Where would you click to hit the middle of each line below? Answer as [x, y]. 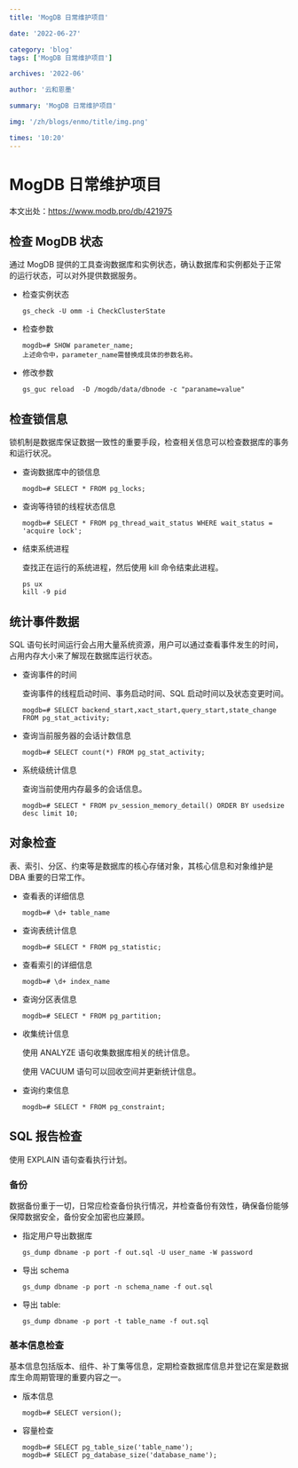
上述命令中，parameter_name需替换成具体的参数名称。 [110, 355]
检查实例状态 [45, 295]
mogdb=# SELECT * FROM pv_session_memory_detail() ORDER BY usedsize [153, 805]
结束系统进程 [45, 549]
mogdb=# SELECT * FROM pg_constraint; [94, 1107]
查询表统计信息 [49, 930]
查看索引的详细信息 [57, 964]
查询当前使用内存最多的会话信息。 [84, 789]
